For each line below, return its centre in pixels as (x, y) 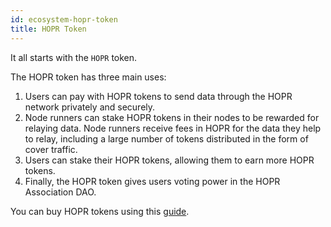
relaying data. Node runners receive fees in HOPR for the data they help (173, 128)
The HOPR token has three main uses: (88, 77)
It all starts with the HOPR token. (74, 57)
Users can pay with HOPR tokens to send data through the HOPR (158, 96)
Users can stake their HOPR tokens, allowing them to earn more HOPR (169, 160)
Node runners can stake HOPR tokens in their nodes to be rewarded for (172, 117)
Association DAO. (60, 192)
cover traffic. (51, 149)
